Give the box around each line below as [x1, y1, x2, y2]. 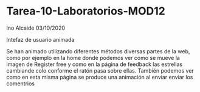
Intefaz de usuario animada [6, 36, 75, 43]
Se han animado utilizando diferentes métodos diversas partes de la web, [6, 47, 190, 55]
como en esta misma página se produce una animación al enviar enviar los [6, 73, 193, 80]
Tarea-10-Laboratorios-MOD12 [6, 4, 165, 18]
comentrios [6, 80, 35, 87]
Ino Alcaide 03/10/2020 [6, 24, 66, 31]
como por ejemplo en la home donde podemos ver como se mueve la [6, 54, 181, 61]
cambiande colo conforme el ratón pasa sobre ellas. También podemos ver [6, 67, 195, 74]
